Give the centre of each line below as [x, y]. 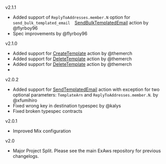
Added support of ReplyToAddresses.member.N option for [71, 17]
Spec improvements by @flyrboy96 [50, 33]
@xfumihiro [25, 100]
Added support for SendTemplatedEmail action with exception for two [86, 89]
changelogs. [26, 156]
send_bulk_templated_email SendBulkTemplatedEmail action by [81, 23]
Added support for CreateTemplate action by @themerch [73, 53]
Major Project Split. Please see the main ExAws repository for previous [87, 151]
